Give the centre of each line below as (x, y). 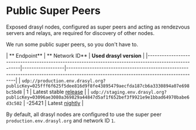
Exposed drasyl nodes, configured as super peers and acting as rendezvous (98, 27)
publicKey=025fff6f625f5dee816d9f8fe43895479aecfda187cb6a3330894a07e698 (98, 86)
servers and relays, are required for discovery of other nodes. (80, 33)
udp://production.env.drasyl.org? (64, 81)
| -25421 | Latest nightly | (53, 103)
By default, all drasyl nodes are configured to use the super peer (84, 114)
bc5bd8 (14, 92)
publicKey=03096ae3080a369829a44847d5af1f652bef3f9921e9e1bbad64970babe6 (98, 97)
